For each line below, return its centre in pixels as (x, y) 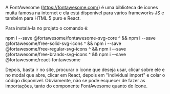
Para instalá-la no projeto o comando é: (47, 28)
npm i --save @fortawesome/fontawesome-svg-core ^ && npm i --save (81, 38)
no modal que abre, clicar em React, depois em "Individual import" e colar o (85, 75)
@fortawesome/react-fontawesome (43, 60)
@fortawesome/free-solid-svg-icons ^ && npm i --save (63, 43)
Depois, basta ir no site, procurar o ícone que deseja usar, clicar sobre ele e (85, 69)
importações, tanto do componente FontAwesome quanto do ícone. (76, 86)
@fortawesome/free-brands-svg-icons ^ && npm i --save (66, 54)
